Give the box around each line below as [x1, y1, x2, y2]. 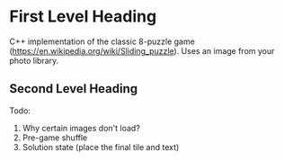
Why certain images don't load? [22, 122, 141, 133]
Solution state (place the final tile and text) [22, 141, 180, 152]
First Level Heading [9, 6, 157, 27]
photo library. [9, 55, 59, 66]
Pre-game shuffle [22, 132, 88, 143]
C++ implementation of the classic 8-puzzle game [9, 36, 195, 47]
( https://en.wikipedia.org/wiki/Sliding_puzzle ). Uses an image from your [9, 45, 275, 56]
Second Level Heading [9, 81, 138, 96]
